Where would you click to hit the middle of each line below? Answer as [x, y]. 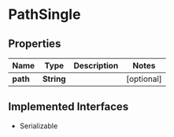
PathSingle [44, 15]
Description [96, 66]
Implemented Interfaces [68, 107]
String [54, 79]
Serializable [39, 126]
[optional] [144, 79]
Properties [35, 44]
